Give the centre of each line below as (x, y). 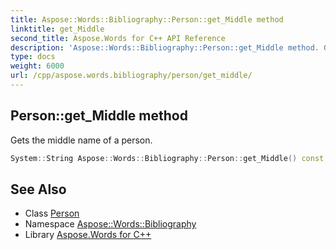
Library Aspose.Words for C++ (88, 235)
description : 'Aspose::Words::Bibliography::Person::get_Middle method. (165, 47)
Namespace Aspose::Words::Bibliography (110, 224)
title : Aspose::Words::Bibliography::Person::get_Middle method (147, 19)
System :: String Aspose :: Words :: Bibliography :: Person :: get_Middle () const (167, 158)
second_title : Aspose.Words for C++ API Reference (118, 38)
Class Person (52, 213)
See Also (38, 189)
